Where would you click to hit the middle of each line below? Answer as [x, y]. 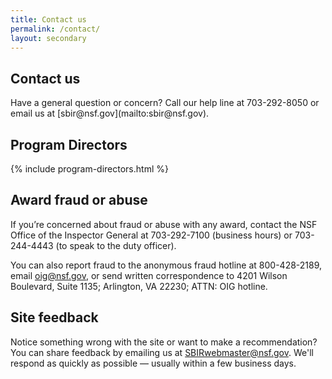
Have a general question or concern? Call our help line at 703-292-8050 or [165, 103]
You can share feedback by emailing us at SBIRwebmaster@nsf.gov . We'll [162, 352]
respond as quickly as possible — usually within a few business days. [153, 363]
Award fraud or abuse [79, 200]
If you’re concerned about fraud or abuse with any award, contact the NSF [164, 224]
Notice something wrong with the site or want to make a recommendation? [164, 342]
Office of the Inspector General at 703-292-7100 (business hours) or [151, 235]
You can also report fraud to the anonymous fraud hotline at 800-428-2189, [166, 265]
